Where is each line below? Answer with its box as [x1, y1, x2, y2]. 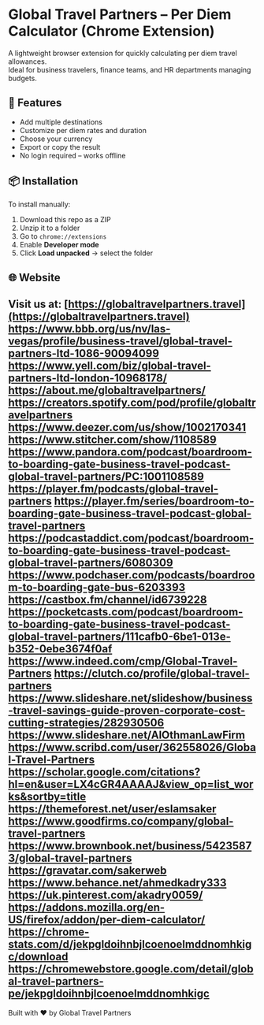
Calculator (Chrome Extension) [8, 22, 215, 40]
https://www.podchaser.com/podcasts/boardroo [8, 569, 255, 582]
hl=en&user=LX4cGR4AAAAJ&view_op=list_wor [8, 778, 254, 791]
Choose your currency [19, 134, 93, 143]
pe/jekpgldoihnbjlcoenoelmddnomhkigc [8, 987, 210, 1001]
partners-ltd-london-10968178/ [8, 372, 168, 385]
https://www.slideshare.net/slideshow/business [8, 692, 253, 705]
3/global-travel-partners [8, 852, 132, 865]
